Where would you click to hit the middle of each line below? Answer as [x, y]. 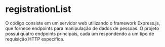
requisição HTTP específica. [35, 39]
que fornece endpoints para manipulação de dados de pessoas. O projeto [82, 28]
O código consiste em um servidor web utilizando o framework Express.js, [83, 23]
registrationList [38, 9]
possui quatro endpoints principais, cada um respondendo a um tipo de [80, 33]
